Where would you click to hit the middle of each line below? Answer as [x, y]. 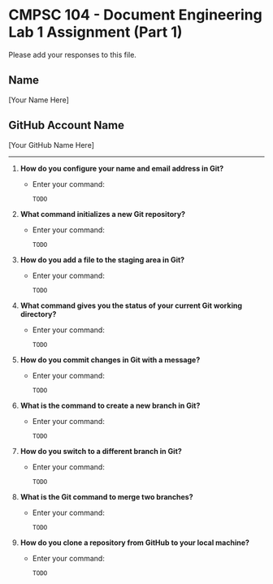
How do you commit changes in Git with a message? [110, 360]
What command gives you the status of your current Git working [131, 305]
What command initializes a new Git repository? [102, 214]
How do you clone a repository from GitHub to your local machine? [135, 543]
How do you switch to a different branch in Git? [101, 451]
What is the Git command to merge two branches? [106, 496]
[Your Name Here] [39, 100]
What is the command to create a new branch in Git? [110, 405]
